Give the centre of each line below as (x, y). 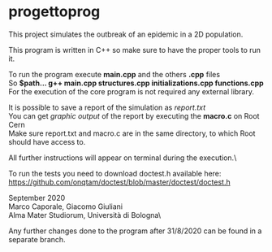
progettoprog (54, 12)
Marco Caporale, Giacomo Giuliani (66, 206)
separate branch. (37, 239)
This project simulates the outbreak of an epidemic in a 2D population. (126, 34)
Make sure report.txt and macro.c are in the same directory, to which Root (132, 133)
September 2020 (37, 198)
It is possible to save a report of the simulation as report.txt (107, 107)
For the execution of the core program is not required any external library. (131, 91)
